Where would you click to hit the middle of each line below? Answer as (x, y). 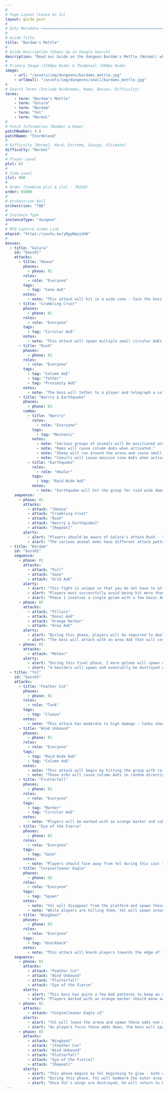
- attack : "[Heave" (48, 509)
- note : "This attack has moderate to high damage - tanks (90, 724)
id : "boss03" (28, 677)
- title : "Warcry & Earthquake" (52, 397)
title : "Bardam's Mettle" (32, 43)
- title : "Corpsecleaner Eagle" (52, 868)
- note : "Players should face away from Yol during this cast (93, 864)
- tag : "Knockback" (48, 943)
